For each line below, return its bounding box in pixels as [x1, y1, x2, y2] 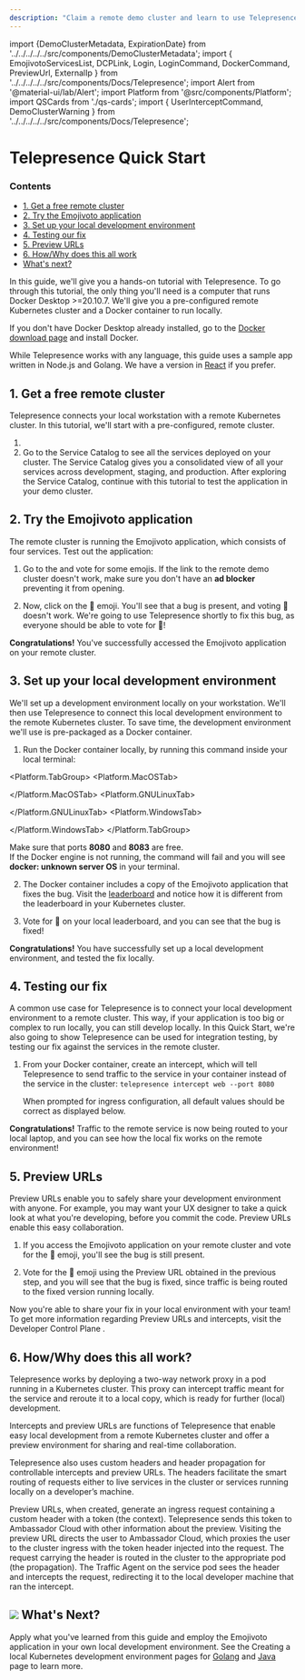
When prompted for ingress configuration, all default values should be [22, 1096, 285, 1107]
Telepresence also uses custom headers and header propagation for [9, 1456, 266, 1468]
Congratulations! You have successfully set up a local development [9, 943, 264, 954]
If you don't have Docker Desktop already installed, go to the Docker [9, 323, 266, 334]
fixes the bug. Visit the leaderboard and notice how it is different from [22, 888, 283, 899]
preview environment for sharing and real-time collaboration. [9, 1439, 237, 1450]
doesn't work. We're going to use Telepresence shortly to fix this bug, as [22, 610, 295, 621]
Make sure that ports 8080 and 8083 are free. [9, 842, 184, 853]
